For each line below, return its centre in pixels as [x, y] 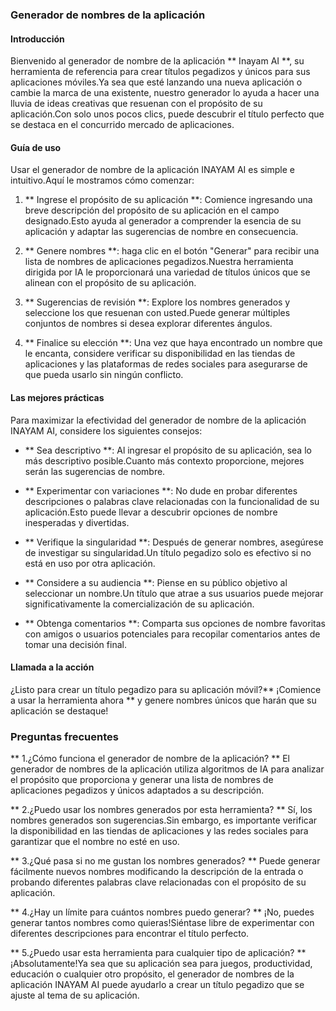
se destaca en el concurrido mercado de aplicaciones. [122, 125]
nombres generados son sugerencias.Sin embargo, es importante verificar [164, 820]
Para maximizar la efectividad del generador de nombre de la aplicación [158, 420]
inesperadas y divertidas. [77, 522]
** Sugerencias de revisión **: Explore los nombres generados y [157, 302]
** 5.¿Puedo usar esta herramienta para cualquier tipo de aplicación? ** [158, 953]
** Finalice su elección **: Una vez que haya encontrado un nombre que [173, 343]
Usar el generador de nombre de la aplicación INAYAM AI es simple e [152, 170]
